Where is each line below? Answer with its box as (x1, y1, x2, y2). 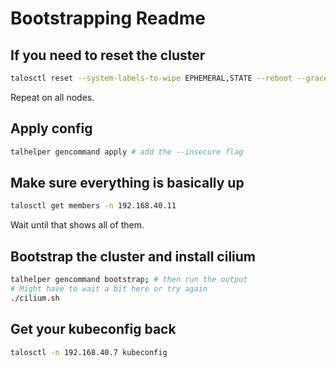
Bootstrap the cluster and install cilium (10, 248, 257, 265)
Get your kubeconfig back (10, 321, 177, 338)
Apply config (10, 120, 93, 137)
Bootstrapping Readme (10, 7, 206, 30)
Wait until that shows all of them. (10, 219, 145, 231)
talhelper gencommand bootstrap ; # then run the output (10, 275, 248, 285)
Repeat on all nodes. (10, 91, 95, 103)
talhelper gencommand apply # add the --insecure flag (10, 147, 244, 157)
